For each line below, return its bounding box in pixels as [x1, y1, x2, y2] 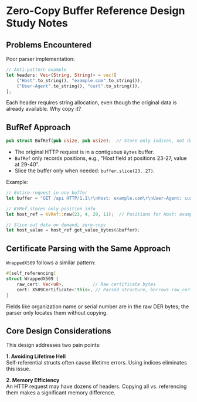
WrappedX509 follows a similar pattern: [6, 259, 96, 266]
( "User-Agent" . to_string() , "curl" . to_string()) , [16, 83, 141, 89]
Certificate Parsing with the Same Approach [6, 243, 171, 253]
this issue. [6, 365, 31, 373]
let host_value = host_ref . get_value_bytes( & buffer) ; [6, 227, 141, 233]
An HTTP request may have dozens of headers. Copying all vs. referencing [6, 383, 187, 390]
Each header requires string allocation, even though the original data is [6, 99, 177, 106]
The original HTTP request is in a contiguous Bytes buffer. [14, 148, 154, 156]
